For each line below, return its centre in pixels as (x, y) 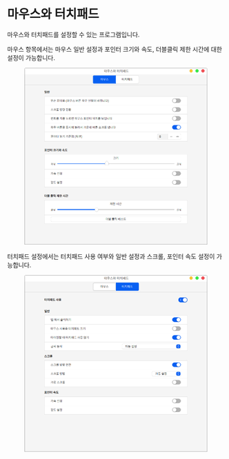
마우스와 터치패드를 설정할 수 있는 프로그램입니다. (73, 34)
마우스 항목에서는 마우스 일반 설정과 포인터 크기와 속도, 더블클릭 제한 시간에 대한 (115, 49)
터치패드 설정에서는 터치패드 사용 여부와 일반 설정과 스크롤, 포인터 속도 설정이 (111, 256)
